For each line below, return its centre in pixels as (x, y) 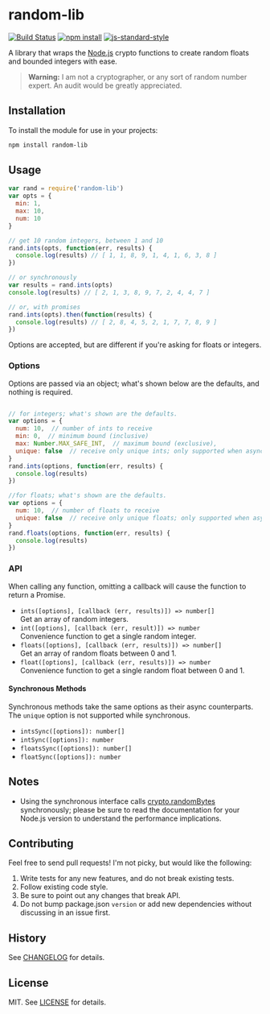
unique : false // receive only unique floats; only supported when (133, 518)
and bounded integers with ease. (63, 61)
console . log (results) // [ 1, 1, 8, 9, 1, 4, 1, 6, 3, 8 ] (117, 255)
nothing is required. (41, 391)
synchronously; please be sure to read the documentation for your (130, 809)
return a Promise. (37, 594)
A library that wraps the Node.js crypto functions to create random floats (129, 52)
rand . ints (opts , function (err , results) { (80, 248)
